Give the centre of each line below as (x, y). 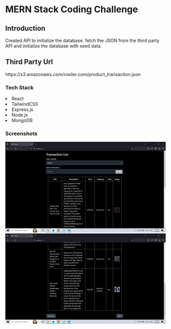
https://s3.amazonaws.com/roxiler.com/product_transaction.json (73, 74)
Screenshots (21, 134)
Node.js (20, 115)
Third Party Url (29, 62)
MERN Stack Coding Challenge (72, 9)
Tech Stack (20, 87)
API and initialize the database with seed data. (54, 46)
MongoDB (22, 121)
